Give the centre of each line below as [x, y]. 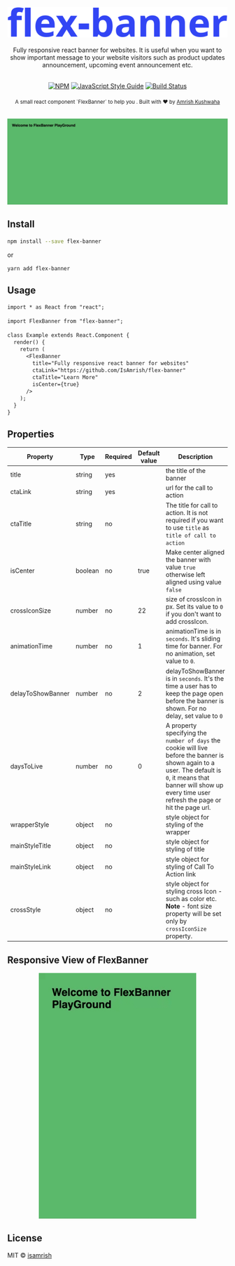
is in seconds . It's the [195, 678]
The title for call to [192, 505]
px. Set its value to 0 [194, 607]
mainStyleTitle [30, 846]
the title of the [186, 471]
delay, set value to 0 [194, 716]
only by [176, 921]
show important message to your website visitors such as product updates [117, 58]
